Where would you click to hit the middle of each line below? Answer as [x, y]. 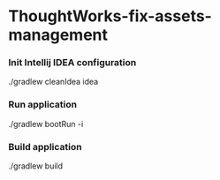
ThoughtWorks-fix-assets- [110, 16]
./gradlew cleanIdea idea [53, 82]
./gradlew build [36, 166]
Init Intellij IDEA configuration [72, 63]
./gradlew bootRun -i [46, 124]
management [58, 35]
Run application [42, 105]
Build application [45, 146]
